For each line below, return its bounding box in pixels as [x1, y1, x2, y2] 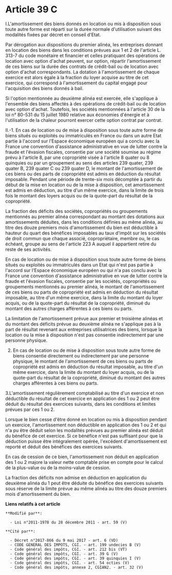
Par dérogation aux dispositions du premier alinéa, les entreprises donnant [5, 41, 163, 47]
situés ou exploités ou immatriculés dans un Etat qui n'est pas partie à [5, 261, 154, 268]
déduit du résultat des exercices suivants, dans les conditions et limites [5, 401, 156, 407]
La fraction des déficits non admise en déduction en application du [5, 474, 147, 480]
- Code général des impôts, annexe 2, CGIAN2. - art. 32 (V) [10, 565, 144, 570]
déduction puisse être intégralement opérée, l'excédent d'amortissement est [5, 438, 167, 444]
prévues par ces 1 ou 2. [5, 406, 55, 412]
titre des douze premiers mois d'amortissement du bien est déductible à [5, 224, 158, 230]
